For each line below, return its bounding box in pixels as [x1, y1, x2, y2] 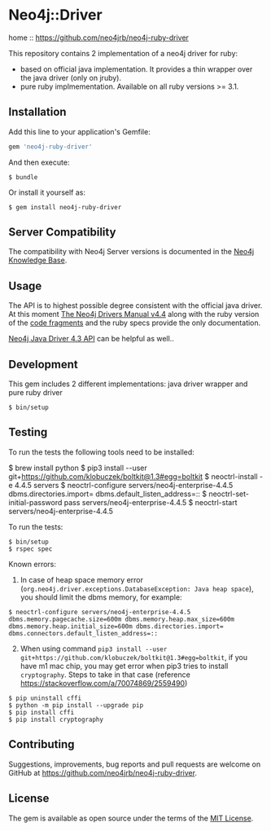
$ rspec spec [8, 544, 53, 553]
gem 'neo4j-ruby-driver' [8, 143, 93, 151]
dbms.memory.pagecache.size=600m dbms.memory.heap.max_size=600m [8, 615, 234, 623]
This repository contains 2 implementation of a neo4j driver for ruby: [8, 48, 238, 58]
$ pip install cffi [8, 708, 75, 716]
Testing [8, 425, 48, 439]
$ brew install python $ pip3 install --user [8, 463, 148, 473]
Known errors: [8, 559, 57, 569]
